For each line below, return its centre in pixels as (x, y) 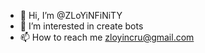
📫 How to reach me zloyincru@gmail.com (107, 37)
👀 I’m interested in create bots (81, 26)
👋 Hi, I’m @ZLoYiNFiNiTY (71, 15)
